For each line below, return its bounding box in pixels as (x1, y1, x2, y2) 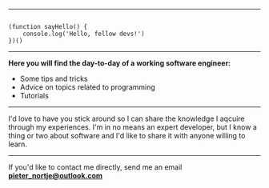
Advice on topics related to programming (19, 82, 156, 92)
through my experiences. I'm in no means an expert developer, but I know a (8, 122, 258, 132)
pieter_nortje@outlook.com (8, 171, 102, 180)
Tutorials (19, 91, 50, 100)
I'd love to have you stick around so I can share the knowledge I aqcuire (8, 114, 246, 123)
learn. (8, 139, 28, 149)
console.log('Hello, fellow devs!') (22, 30, 146, 38)
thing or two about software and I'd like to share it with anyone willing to (8, 131, 246, 140)
